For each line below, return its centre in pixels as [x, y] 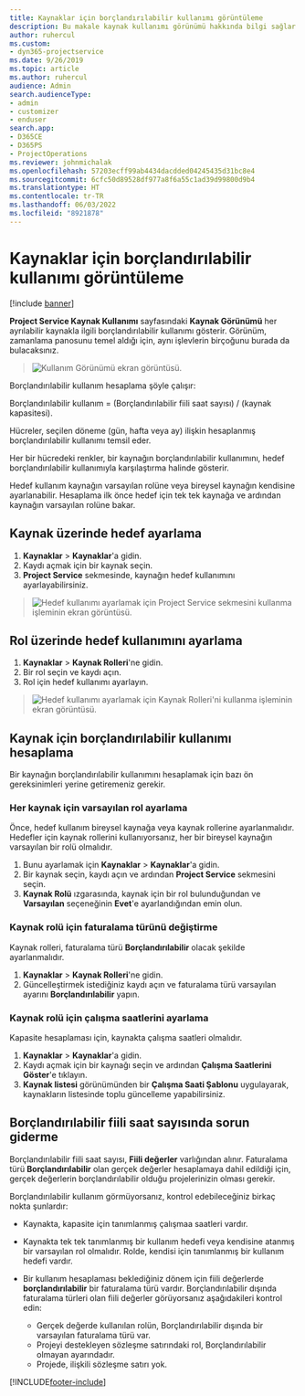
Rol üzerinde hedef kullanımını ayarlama [126, 640]
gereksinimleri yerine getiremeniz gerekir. [88, 784]
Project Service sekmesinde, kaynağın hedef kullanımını [129, 575]
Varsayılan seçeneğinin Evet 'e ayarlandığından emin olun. [132, 904]
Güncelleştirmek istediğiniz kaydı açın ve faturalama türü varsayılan [149, 984]
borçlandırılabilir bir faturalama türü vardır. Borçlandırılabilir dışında [149, 1288]
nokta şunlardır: [39, 1206]
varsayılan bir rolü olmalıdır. [61, 847]
